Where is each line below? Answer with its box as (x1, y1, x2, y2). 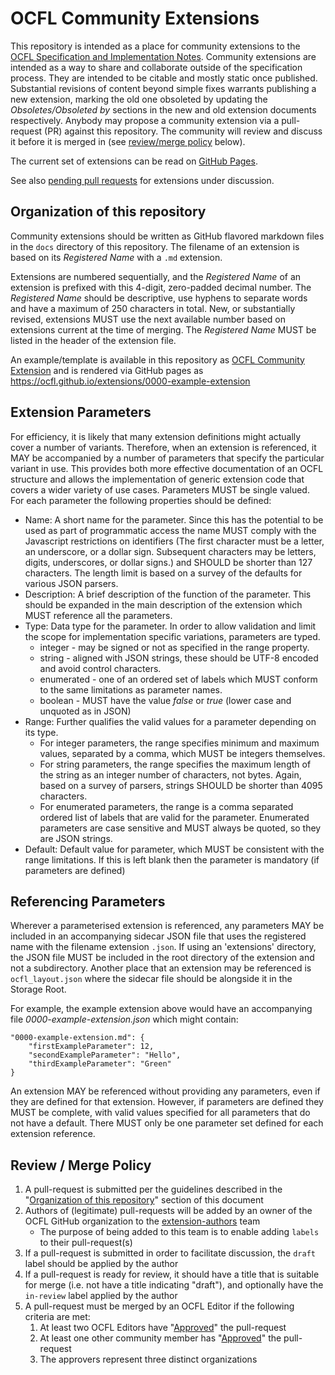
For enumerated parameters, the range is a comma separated (39, 800, 294, 812)
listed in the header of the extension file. (10, 334, 177, 346)
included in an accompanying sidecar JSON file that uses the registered (10, 930, 307, 942)
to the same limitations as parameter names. (39, 683, 223, 696)
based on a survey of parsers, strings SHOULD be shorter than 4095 (39, 779, 323, 791)
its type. (24, 726, 59, 738)
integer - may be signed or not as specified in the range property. (39, 641, 310, 653)
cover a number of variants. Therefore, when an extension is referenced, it (10, 441, 317, 453)
